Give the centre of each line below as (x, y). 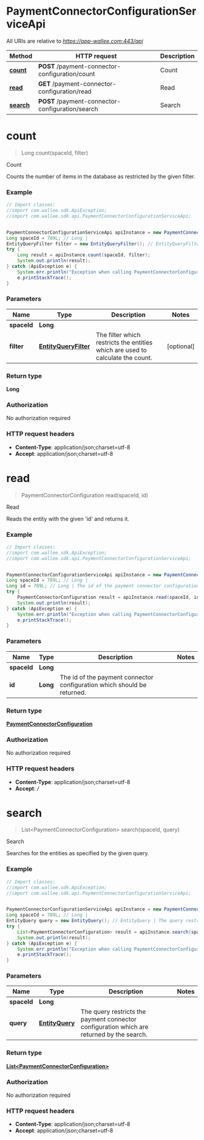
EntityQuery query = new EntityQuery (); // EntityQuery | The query (95, 921)
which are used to (121, 350)
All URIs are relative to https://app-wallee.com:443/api (75, 41)
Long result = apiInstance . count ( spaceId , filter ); (84, 255)
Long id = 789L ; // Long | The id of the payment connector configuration (103, 586)
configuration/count (67, 74)
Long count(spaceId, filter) (55, 153)
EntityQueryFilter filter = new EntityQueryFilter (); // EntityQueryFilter (104, 244)
